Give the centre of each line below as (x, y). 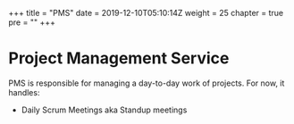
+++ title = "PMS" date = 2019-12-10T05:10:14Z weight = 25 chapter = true (146, 13)
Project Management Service (119, 58)
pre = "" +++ (32, 22)
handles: (24, 92)
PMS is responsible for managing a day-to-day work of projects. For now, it (147, 83)
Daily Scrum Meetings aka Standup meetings (104, 110)
